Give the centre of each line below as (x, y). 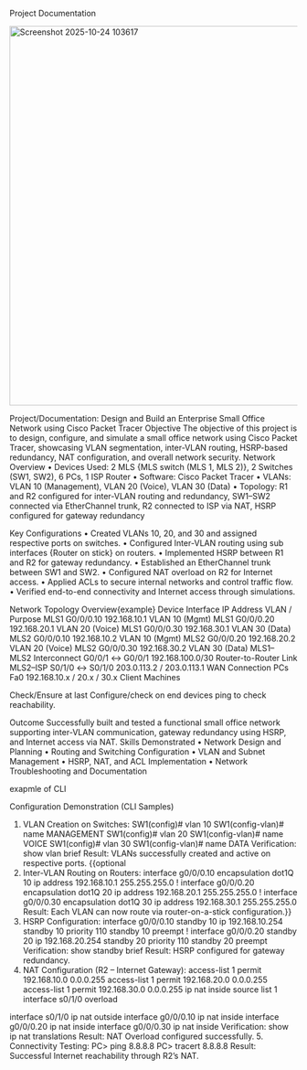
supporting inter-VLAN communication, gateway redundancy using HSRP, (148, 732)
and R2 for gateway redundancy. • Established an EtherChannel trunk (140, 562)
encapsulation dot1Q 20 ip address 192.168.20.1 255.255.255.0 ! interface (160, 892)
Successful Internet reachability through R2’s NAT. (104, 1056)
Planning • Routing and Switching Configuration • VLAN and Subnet (138, 752)
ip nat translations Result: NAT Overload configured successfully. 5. (137, 1036)
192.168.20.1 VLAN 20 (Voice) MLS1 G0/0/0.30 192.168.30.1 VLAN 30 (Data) (150, 629)
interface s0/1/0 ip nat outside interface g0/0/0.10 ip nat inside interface (144, 1017)
